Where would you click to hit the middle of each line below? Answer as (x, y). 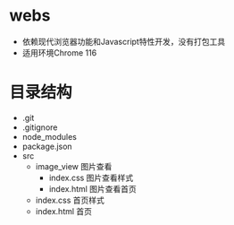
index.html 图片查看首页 (92, 188)
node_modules (50, 136)
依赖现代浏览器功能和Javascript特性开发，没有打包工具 (124, 41)
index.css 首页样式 (70, 200)
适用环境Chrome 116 (59, 52)
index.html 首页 (63, 211)
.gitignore (40, 127)
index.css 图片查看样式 (91, 177)
